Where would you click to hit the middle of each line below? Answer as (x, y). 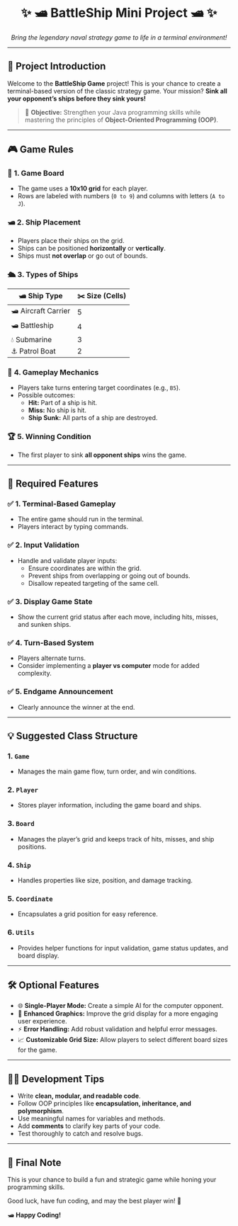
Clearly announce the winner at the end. (76, 707)
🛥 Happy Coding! (34, 1215)
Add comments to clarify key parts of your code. (89, 1126)
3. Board (21, 824)
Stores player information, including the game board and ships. (109, 805)
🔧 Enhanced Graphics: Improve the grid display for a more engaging (118, 1014)
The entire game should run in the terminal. (80, 519)
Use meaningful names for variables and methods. (91, 1118)
